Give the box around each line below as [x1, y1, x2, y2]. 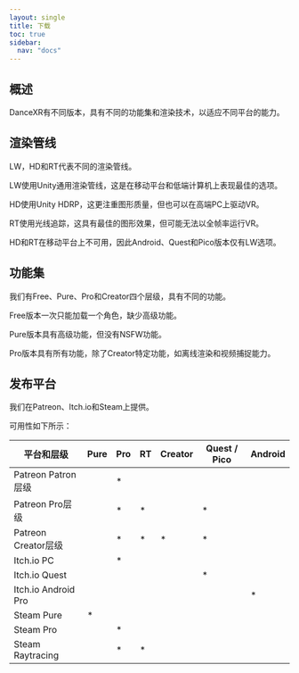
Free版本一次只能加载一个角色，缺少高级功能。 [9, 310, 182, 320]
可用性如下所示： [9, 420, 72, 431]
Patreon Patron [13, 469, 77, 481]
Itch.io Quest [13, 569, 67, 581]
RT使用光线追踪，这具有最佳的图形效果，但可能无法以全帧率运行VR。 [9, 218, 264, 228]
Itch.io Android [13, 584, 76, 596]
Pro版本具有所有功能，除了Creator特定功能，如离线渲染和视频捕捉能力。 [9, 347, 276, 358]
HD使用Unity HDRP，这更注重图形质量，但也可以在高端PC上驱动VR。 [9, 198, 264, 210]
